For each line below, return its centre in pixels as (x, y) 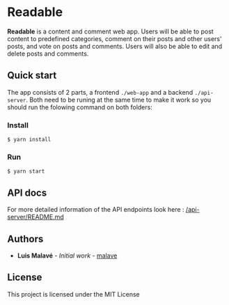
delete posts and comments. (48, 54)
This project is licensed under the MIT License (74, 294)
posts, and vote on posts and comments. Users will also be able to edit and (115, 46)
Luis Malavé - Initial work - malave (67, 256)
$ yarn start (26, 171)
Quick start (32, 76)
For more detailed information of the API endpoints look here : (96, 210)
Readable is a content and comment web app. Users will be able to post (110, 31)
